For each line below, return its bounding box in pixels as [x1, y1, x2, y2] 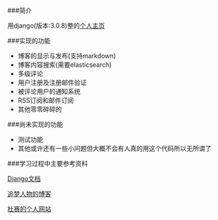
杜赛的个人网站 [7, 205, 51, 213]
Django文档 [7, 174, 41, 183]
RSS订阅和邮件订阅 [17, 96, 74, 105]
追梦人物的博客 [7, 189, 51, 198]
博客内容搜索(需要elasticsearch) [17, 61, 112, 69]
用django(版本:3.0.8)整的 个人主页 [7, 21, 105, 30]
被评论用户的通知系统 [17, 88, 81, 95]
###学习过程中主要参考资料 [7, 159, 88, 167]
